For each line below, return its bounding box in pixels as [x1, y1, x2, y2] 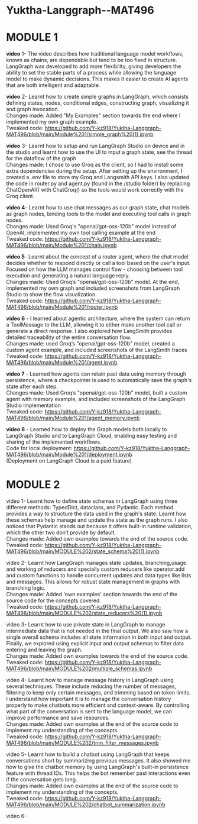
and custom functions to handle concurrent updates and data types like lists [6, 572, 191, 579]
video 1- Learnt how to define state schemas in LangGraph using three [6, 497, 178, 505]
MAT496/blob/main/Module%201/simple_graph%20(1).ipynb [6, 131, 154, 138]
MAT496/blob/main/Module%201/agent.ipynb [6, 359, 118, 366]
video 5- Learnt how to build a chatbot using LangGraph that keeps [6, 751, 170, 758]
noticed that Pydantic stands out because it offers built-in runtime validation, [6, 523, 193, 530]
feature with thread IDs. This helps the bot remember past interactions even [6, 770, 191, 777]
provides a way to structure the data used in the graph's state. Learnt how [6, 510, 187, 518]
